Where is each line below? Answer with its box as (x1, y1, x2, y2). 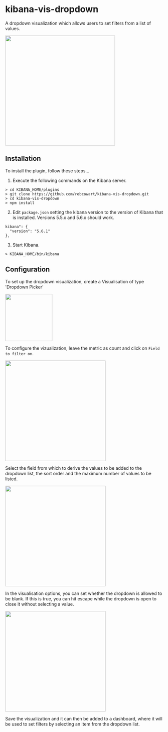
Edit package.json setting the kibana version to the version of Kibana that (12, 209, 163, 215)
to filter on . (5, 350, 34, 356)
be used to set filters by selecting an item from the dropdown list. (5, 721, 140, 727)
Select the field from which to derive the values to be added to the (5, 465, 142, 471)
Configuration (5, 265, 50, 274)
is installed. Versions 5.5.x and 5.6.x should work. (12, 215, 114, 221)
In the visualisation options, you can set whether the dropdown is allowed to (5, 590, 162, 596)
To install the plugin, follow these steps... (5, 167, 90, 174)
